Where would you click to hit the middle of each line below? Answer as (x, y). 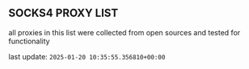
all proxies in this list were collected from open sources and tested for (124, 32)
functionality (29, 41)
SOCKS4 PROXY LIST (63, 13)
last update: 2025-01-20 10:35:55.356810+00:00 (87, 56)
